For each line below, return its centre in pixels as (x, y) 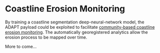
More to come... (21, 46)
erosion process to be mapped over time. (46, 37)
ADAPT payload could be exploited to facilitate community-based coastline (80, 27)
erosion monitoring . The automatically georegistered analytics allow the (76, 32)
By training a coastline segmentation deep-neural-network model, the (75, 22)
